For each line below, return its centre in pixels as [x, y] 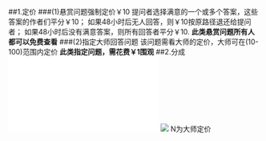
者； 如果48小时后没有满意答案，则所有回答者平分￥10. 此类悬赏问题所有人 [131, 32]
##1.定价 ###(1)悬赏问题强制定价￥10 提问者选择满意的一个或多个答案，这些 [133, 12]
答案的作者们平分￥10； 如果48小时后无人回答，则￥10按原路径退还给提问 [130, 22]
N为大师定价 [191, 129]
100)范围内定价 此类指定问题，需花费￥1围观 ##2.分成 [97, 52]
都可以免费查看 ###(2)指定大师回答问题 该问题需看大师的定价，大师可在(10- [133, 42]
